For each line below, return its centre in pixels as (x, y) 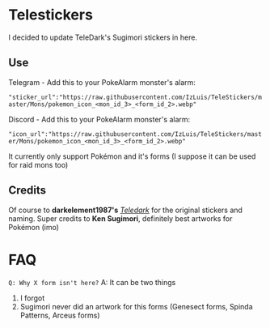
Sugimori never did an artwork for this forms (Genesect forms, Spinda (136, 306)
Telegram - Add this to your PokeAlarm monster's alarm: (102, 82)
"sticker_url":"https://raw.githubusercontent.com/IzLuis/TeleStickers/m (135, 97)
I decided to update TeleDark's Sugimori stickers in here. (103, 37)
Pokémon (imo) (34, 227)
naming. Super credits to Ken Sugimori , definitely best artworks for (120, 218)
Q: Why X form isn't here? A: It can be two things (92, 282)
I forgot (32, 298)
